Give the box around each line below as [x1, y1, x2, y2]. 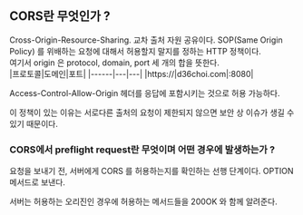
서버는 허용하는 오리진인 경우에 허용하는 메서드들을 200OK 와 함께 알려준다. [9, 196, 279, 207]
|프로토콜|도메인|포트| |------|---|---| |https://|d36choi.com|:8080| [9, 68, 254, 79]
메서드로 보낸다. [9, 177, 66, 188]
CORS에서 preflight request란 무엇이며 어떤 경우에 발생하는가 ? [9, 143, 275, 156]
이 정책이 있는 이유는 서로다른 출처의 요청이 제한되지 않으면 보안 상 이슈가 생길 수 [9, 107, 295, 118]
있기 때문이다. [9, 118, 59, 129]
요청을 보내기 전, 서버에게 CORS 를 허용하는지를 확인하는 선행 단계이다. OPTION [9, 166, 294, 177]
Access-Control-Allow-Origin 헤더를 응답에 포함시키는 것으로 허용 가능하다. [9, 87, 280, 98]
